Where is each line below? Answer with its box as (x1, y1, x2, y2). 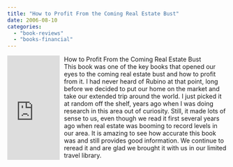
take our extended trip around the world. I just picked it (63, 92, 222, 101)
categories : (7, 23, 42, 30)
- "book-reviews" (13, 29, 64, 37)
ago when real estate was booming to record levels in (63, 122, 218, 130)
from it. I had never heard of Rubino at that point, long (63, 77, 218, 86)
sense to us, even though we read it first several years (63, 114, 220, 122)
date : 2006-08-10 (7, 17, 58, 24)
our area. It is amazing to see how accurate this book (63, 129, 216, 138)
